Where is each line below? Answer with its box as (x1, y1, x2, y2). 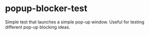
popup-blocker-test (5, 3, 87, 14)
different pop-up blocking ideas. (5, 24, 71, 30)
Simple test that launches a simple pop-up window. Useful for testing (5, 19, 145, 25)
